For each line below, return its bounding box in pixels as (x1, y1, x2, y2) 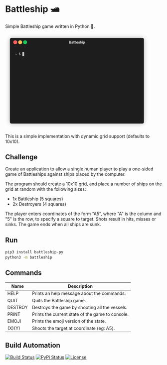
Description (68, 283, 93, 289)
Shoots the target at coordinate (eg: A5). (32, 325, 115, 331)
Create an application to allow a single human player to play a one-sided (5, 166, 154, 172)
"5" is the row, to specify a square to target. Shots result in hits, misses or (5, 216, 156, 222)
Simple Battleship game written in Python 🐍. (5, 23, 95, 29)
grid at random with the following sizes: (5, 186, 86, 192)
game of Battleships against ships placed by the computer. (5, 171, 126, 177)
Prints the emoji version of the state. (32, 318, 106, 324)
